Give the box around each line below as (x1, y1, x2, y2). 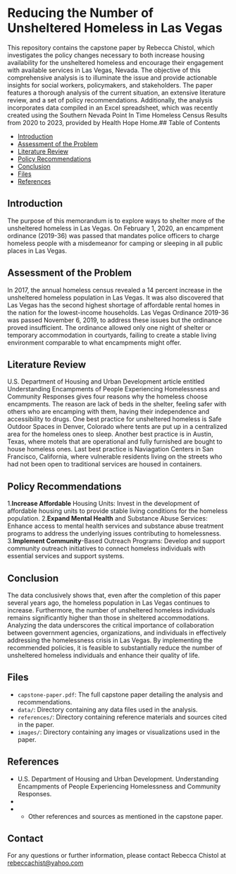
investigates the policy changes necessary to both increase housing (7, 51, 205, 59)
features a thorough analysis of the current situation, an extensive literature (7, 88, 226, 97)
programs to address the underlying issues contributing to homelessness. (7, 529, 222, 538)
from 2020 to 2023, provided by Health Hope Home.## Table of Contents (7, 118, 221, 126)
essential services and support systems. (7, 552, 125, 560)
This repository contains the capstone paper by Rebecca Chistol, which (7, 43, 215, 52)
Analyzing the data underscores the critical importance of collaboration (7, 621, 215, 630)
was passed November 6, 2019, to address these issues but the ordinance (7, 316, 223, 324)
